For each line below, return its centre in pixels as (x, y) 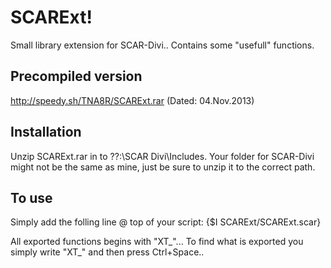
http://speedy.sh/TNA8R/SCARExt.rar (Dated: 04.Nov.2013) (132, 100)
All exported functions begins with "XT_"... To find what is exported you (157, 242)
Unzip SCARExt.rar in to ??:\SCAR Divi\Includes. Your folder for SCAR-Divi (162, 156)
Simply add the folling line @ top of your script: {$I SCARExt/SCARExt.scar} (166, 222)
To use (31, 197)
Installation (46, 132)
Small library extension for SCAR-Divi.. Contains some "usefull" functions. (162, 45)
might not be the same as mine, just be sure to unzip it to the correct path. (163, 167)
